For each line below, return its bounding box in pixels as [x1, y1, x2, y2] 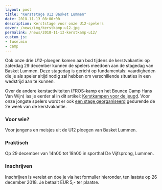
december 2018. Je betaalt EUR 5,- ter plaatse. [5, 179, 99, 185]
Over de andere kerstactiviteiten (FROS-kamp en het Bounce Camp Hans [5, 88, 153, 94]
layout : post [5, 7, 32, 12]
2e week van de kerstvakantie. [5, 103, 67, 109]
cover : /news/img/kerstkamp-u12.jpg [5, 26, 80, 31]
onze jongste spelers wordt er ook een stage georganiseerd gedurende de [5, 98, 156, 104]
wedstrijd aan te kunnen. [5, 78, 55, 84]
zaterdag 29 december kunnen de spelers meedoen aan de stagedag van [5, 63, 154, 68]
